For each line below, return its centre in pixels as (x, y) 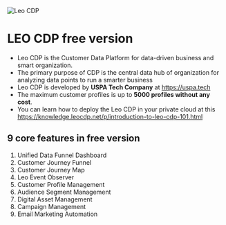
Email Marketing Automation (57, 214)
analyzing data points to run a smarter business (85, 80)
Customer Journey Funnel (54, 162)
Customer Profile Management (61, 184)
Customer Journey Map (51, 170)
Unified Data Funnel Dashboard (62, 155)
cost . (25, 102)
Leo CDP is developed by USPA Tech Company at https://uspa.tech (114, 87)
